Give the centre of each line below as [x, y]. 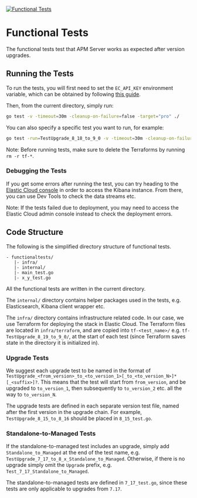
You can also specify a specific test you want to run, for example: [85, 127]
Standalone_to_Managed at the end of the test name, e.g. [73, 453]
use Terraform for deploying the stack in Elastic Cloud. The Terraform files [96, 324]
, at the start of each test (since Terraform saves [127, 336]
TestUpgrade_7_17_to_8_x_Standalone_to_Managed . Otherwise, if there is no [96, 459]
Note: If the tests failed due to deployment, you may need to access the [92, 207]
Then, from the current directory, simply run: [60, 105]
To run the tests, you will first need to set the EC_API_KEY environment [90, 88]
